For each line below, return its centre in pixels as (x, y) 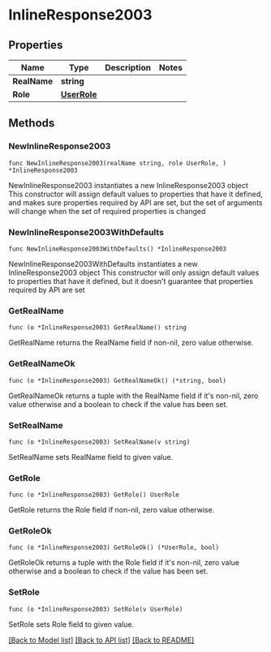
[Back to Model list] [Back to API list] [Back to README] (101, 640)
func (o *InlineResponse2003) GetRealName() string (97, 328)
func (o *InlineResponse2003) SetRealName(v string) (99, 442)
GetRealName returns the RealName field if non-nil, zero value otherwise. (131, 343)
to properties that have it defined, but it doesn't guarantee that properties (131, 281)
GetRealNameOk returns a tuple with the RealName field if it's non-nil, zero (133, 396)
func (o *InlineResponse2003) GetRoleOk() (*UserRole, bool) (114, 548)
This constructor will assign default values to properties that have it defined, (136, 194)
